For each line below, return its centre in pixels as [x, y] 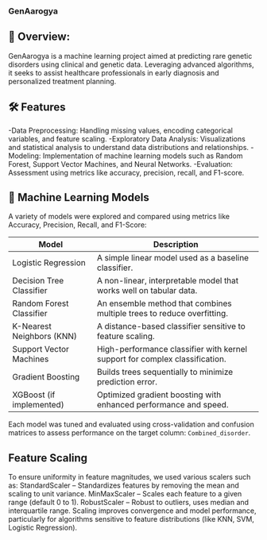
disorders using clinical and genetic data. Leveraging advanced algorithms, [131, 64]
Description [176, 245]
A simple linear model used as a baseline [172, 258]
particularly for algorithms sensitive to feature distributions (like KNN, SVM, [131, 519]
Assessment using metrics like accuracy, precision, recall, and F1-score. [126, 172]
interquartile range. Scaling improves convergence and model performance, [132, 511]
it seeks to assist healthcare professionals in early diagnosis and [114, 72]
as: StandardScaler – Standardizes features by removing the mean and [124, 485]
